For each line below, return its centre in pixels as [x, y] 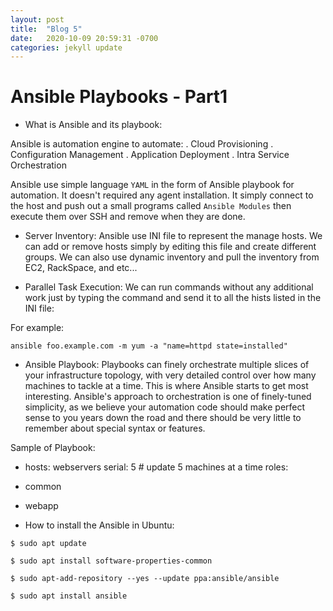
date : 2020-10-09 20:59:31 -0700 [84, 38]
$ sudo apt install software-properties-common [111, 561]
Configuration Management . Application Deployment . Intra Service [150, 155]
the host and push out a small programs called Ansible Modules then [151, 206]
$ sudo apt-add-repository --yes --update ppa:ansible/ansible [145, 579]
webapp [41, 506]
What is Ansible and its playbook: [93, 125]
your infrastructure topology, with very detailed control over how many [170, 375]
